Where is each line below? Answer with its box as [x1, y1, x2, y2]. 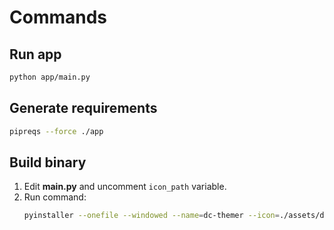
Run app [9, 46, 62, 63]
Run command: [23, 191, 87, 203]
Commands [9, 6, 108, 29]
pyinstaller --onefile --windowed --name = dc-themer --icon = [23, 211, 280, 221]
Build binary [9, 154, 87, 171]
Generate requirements [9, 100, 158, 117]
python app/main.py [9, 72, 91, 82]
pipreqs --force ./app [9, 126, 104, 136]
